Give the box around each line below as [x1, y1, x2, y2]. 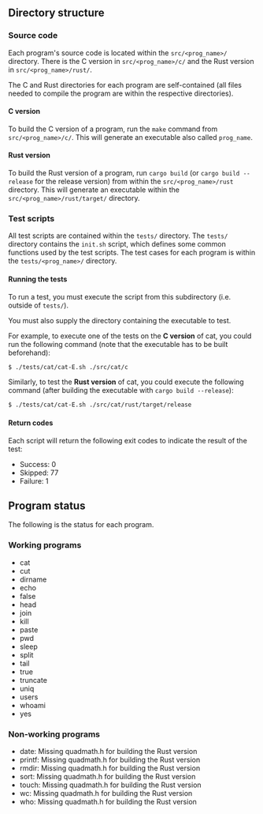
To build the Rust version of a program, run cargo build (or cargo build [8, 168, 240, 178]
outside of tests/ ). [8, 300, 69, 310]
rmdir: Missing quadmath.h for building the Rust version [19, 763, 201, 773]
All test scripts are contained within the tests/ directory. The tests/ [8, 231, 228, 240]
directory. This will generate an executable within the [8, 185, 180, 194]
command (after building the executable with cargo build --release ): [8, 386, 234, 395]
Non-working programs [8, 729, 101, 740]
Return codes [8, 418, 54, 428]
